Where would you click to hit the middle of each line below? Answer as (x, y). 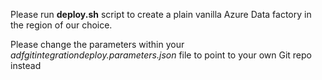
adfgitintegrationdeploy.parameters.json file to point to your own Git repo (161, 55)
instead (26, 65)
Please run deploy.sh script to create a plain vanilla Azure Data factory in (161, 14)
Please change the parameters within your (97, 44)
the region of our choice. (61, 25)
